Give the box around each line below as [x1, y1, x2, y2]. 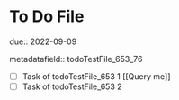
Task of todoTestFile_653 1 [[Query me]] [22, 70, 171, 82]
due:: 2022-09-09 [9, 36, 77, 47]
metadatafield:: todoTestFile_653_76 [9, 53, 143, 64]
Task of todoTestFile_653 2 [22, 81, 123, 92]
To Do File [9, 6, 85, 27]
